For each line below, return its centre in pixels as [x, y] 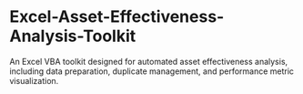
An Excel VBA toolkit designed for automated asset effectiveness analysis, [149, 61]
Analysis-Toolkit [73, 36]
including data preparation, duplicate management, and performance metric [151, 71]
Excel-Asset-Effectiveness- [117, 17]
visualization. [34, 80]
